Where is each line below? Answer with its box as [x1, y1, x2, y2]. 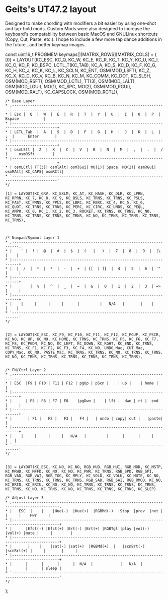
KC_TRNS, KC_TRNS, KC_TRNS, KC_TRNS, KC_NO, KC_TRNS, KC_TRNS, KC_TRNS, [5, 213, 161, 218]
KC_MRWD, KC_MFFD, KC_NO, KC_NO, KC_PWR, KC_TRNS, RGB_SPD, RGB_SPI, [5, 469, 154, 474]
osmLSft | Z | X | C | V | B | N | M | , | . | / [14, 147, 163, 152]
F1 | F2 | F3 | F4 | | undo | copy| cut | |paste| [32, 416, 163, 421]
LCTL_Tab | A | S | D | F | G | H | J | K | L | [14, 129, 161, 135]
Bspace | [5, 116, 46, 121]
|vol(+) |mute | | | [5, 530, 73, 536]
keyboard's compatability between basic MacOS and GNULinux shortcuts [5, 31, 158, 37]
